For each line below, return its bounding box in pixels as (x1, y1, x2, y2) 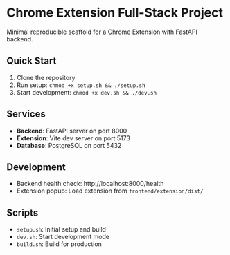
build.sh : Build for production (16, 240, 102, 248)
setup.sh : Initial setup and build (16, 225, 107, 234)
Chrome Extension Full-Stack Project (6, 5, 223, 21)
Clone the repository (16, 73, 76, 82)
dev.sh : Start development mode (16, 233, 110, 241)
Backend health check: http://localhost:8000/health (16, 180, 164, 188)
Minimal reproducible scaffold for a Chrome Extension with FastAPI (6, 28, 198, 36)
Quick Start (6, 55, 57, 67)
